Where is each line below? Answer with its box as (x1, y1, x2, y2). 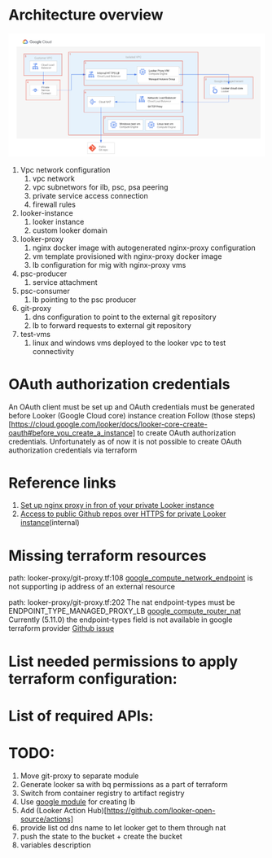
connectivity (32, 346, 75, 356)
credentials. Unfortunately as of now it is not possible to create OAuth (8, 436, 243, 446)
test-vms (20, 329, 51, 339)
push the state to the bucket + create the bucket (20, 831, 183, 841)
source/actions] (20, 814, 74, 824)
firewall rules (32, 199, 76, 209)
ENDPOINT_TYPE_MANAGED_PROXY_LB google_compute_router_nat (8, 606, 242, 616)
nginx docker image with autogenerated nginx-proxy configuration (32, 243, 256, 252)
